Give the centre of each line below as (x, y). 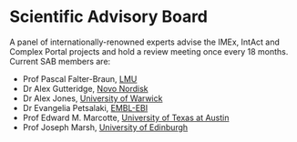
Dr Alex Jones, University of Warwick (92, 98)
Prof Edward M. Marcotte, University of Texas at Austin (126, 117)
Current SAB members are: (60, 61)
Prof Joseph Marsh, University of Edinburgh (105, 127)
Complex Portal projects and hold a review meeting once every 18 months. (149, 51)
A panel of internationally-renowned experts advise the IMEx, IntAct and (145, 42)
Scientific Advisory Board (108, 17)
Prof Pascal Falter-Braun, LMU (80, 78)
